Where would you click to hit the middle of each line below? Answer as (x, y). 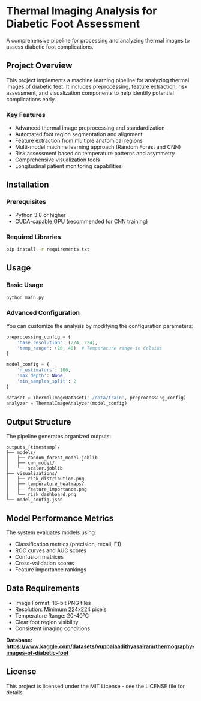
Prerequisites (26, 202)
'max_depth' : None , (41, 376)
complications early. (31, 99)
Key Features (26, 115)
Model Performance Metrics (60, 518)
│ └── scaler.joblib (34, 468)
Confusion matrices (39, 557)
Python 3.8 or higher (40, 215)
